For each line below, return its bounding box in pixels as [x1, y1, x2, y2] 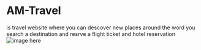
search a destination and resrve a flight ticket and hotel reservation [6, 30, 176, 37]
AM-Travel [6, 4, 61, 18]
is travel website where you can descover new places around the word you [6, 24, 195, 31]
